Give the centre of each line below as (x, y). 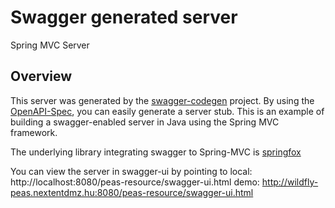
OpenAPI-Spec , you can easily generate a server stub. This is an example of (167, 111)
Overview (41, 76)
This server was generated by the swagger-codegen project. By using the (162, 100)
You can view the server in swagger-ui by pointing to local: (131, 171)
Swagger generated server (124, 17)
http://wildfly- (290, 182)
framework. (34, 132)
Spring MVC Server (50, 45)
